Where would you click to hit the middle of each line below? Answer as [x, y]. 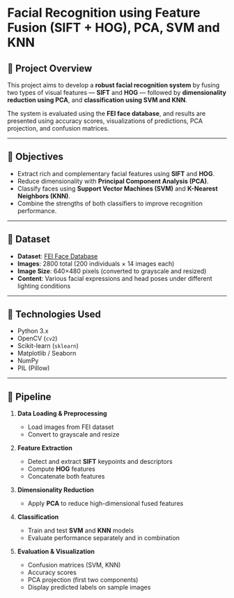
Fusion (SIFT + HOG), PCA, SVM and [114, 28]
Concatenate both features [66, 476]
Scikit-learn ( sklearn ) [48, 346]
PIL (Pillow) [33, 368]
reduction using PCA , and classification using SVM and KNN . [97, 100]
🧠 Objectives [36, 157]
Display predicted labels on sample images [89, 588]
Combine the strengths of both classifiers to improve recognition [110, 203]
